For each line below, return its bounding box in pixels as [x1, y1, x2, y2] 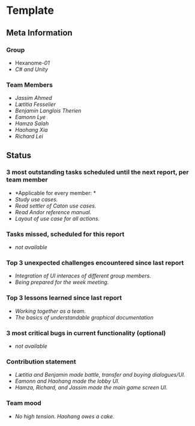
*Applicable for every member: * [14, 189, 96, 196]
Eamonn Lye [14, 114, 46, 121]
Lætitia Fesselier [14, 100, 56, 108]
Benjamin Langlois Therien [14, 107, 82, 114]
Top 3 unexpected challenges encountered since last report [6, 259, 184, 267]
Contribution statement [6, 357, 76, 366]
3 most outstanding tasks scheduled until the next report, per [6, 168, 189, 176]
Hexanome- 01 [14, 59, 50, 66]
